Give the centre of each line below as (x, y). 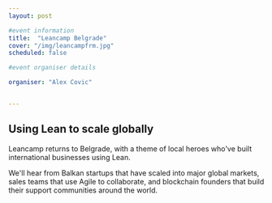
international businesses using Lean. (70, 157)
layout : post (30, 16)
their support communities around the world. (83, 190)
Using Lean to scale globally (81, 129)
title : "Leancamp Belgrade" (58, 38)
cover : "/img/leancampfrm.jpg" (61, 45)
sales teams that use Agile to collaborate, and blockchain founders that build (136, 181)
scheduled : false (38, 53)
